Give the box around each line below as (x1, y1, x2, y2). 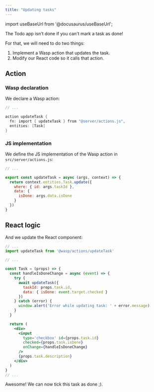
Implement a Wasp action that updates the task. (12, 50, 110, 56)
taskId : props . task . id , (23, 285, 72, 290)
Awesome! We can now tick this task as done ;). (5, 381, 103, 388)
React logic (5, 221, 41, 230)
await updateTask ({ (18, 280, 59, 285)
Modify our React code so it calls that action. (12, 55, 104, 61)
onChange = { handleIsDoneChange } (23, 345, 88, 350)
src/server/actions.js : (5, 156, 54, 162)
